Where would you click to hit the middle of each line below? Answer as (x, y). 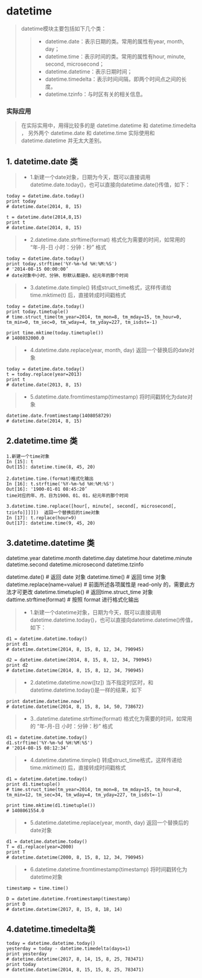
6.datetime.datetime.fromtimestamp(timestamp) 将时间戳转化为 (109, 869)
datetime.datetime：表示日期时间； (89, 71)
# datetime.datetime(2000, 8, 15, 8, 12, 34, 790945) (75, 857)
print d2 (17, 665)
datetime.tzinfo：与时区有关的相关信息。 (95, 94)
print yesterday (27, 954)
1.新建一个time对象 (28, 456)
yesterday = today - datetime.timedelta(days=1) (68, 949)
